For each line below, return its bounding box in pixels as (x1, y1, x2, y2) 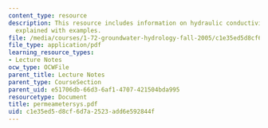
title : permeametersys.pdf (8, 100, 98, 108)
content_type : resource (8, 11, 88, 20)
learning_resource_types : (8, 48, 94, 56)
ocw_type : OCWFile (8, 64, 69, 72)
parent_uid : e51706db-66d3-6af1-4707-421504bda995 (8, 85, 180, 94)
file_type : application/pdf (8, 41, 102, 49)
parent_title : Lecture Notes (8, 71, 105, 79)
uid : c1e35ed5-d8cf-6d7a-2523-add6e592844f (8, 108, 156, 116)
